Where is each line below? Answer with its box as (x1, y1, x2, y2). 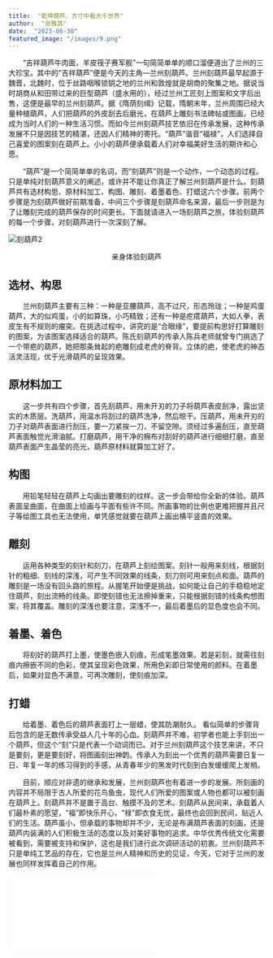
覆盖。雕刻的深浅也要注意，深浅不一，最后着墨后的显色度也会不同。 (36, 600, 265, 610)
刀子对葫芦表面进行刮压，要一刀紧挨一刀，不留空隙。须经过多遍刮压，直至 (8, 421, 258, 431)
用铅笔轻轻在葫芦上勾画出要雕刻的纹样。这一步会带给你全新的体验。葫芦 (23, 491, 265, 501)
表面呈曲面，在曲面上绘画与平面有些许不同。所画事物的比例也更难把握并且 (8, 501, 258, 510)
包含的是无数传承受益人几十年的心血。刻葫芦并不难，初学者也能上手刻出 (15, 730, 258, 739)
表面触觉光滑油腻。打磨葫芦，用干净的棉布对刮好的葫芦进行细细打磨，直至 (15, 431, 265, 441)
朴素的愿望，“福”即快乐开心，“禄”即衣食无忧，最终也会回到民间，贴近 (22, 808, 256, 817)
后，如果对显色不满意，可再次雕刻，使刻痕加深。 (8, 670, 172, 680)
